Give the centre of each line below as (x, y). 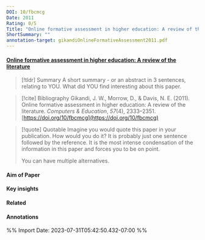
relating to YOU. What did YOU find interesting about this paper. (101, 87)
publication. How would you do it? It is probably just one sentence (104, 136)
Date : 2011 (20, 18)
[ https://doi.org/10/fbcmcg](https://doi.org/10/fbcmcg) (90, 118)
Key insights (22, 189)
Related (16, 203)
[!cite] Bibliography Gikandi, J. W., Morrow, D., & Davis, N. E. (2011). (106, 98)
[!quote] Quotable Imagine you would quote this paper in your (99, 129)
